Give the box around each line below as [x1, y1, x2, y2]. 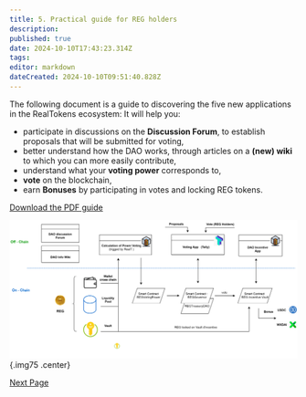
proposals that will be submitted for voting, [22, 135, 185, 146]
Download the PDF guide [9, 202, 103, 213]
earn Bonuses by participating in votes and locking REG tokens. [22, 183, 263, 195]
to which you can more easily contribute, [22, 155, 176, 166]
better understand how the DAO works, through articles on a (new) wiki [22, 145, 292, 156]
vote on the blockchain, [22, 174, 112, 185]
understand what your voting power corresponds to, [22, 164, 222, 175]
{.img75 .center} [9, 359, 71, 370]
